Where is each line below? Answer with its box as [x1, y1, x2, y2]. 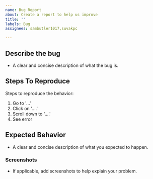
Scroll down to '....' [12, 111, 51, 117]
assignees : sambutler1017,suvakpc [5, 26, 78, 31]
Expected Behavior [5, 131, 66, 139]
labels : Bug [5, 21, 30, 27]
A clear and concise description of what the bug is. [12, 62, 119, 68]
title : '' [5, 17, 26, 22]
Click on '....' [12, 105, 38, 111]
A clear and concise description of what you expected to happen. [12, 144, 148, 150]
